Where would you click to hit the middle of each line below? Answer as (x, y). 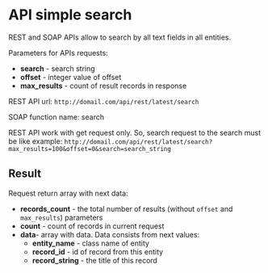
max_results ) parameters (61, 217)
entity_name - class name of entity (90, 243)
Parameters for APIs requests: (59, 52)
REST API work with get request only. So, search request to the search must (135, 132)
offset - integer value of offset (71, 77)
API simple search (70, 15)
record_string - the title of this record (94, 260)
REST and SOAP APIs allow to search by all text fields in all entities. (120, 37)
